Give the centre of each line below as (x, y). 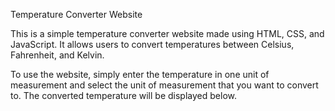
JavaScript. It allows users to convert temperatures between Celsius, (152, 44)
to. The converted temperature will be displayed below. (123, 95)
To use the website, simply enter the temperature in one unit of (140, 74)
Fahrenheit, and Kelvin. (57, 55)
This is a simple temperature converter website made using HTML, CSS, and (167, 33)
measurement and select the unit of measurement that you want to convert (164, 85)
